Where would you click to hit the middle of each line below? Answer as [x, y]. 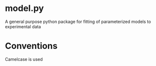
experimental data [23, 26]
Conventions [31, 46]
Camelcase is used [24, 59]
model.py [24, 8]
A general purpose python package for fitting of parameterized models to [78, 22]
